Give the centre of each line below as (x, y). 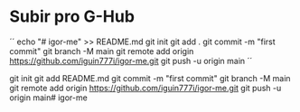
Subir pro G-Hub (72, 17)
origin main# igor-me (48, 98)
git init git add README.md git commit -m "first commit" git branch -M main (150, 78)
